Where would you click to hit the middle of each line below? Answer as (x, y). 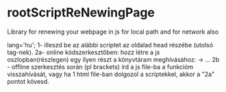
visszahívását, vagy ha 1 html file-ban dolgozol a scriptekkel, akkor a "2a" (111, 74)
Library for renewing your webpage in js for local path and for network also (113, 32)
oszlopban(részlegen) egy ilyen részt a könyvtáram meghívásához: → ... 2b (113, 59)
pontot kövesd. (28, 81)
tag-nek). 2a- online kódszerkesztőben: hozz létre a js (84, 52)
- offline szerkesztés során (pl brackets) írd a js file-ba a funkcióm (100, 67)
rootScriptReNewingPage (81, 13)
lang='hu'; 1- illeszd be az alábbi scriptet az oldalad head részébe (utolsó (110, 45)
